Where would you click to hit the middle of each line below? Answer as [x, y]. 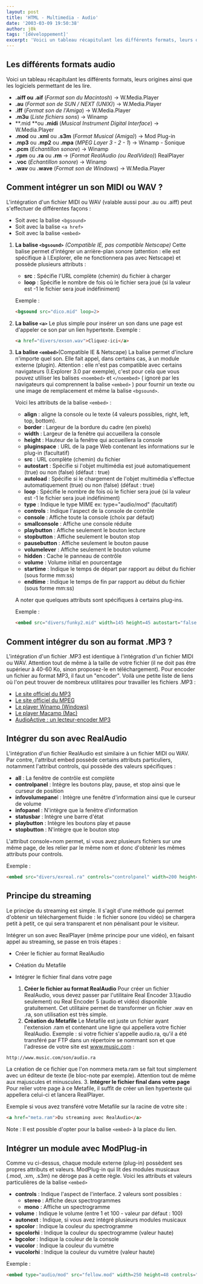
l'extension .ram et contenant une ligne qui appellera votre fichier [105, 1027]
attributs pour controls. [35, 854]
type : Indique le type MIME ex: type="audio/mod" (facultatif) [101, 504]
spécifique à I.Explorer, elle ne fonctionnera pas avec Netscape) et [98, 258]
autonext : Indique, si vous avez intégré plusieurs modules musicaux [101, 1220]
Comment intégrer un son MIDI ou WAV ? [85, 188]
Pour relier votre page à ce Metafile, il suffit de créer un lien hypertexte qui [99, 1088]
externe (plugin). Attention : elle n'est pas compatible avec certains [98, 365]
